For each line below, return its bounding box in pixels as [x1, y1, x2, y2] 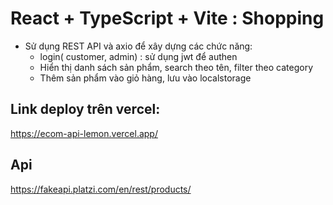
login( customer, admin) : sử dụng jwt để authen [39, 50, 238, 62]
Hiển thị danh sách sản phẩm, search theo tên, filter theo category [39, 61, 314, 73]
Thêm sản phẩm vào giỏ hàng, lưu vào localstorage [39, 72, 252, 84]
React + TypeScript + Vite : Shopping [10, 7, 325, 30]
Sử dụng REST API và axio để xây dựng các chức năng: [24, 40, 253, 52]
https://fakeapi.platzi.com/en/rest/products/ [10, 183, 192, 195]
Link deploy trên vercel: [10, 101, 161, 118]
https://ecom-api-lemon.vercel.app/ [10, 127, 158, 139]
